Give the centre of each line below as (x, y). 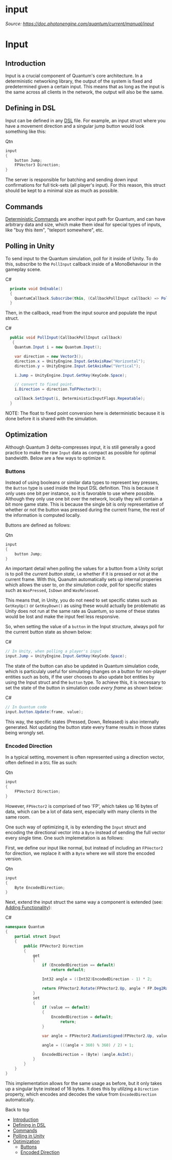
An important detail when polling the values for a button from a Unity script (84, 569)
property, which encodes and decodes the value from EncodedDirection (81, 1094)
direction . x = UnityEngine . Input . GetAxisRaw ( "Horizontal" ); (80, 361)
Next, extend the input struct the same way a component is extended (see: (84, 902)
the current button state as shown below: (49, 632)
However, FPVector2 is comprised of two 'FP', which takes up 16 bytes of (82, 806)
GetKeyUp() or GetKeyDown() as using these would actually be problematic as (85, 606)
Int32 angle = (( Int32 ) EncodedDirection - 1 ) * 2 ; (97, 979)
